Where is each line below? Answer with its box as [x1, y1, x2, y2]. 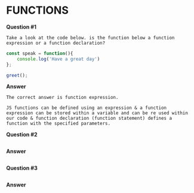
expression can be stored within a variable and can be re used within [6, 110, 188, 116]
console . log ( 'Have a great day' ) [17, 56, 100, 62]
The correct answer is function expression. [6, 95, 119, 101]
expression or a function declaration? [6, 40, 106, 46]
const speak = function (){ [6, 50, 73, 57]
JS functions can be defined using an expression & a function [6, 105, 167, 111]
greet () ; [6, 72, 28, 78]
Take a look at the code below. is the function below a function [6, 35, 175, 41]
